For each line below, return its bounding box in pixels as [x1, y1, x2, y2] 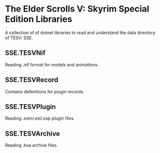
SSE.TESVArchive [5, 129, 60, 138]
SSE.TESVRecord [5, 76, 59, 84]
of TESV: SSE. [5, 35, 33, 41]
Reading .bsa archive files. [5, 142, 58, 148]
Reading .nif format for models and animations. [5, 61, 99, 67]
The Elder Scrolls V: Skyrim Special [5, 3, 149, 15]
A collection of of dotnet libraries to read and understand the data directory [5, 30, 156, 35]
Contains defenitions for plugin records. [5, 89, 85, 94]
